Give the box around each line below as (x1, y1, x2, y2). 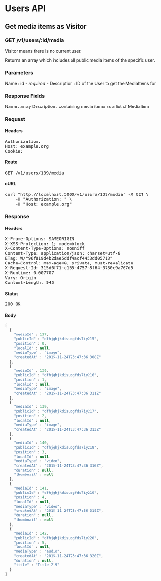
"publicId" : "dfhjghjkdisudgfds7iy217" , (14, 409, 99, 414)
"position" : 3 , (14, 450, 47, 455)
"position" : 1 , (14, 377, 47, 382)
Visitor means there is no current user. (5, 48, 82, 53)
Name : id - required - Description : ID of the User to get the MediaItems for (5, 81, 156, 87)
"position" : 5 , (14, 540, 47, 545)
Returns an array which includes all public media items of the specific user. (5, 57, 156, 63)
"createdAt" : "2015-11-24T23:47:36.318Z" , (14, 509, 104, 513)
